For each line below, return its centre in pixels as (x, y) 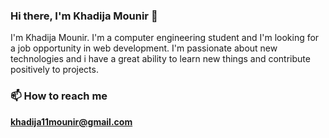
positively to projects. (54, 70)
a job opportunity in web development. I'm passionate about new (144, 48)
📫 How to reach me (59, 96)
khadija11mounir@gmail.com (71, 121)
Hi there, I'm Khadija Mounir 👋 (84, 16)
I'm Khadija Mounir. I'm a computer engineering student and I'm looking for (165, 38)
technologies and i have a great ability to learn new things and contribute (160, 59)
